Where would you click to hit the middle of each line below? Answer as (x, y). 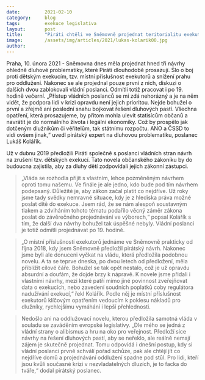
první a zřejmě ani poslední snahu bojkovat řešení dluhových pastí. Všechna (102, 109)
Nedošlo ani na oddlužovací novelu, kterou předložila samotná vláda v (109, 318)
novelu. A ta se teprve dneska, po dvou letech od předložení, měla (104, 261)
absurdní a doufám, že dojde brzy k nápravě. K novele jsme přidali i (106, 274)
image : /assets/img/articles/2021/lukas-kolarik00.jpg (87, 40)
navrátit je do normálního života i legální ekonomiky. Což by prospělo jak (97, 122)
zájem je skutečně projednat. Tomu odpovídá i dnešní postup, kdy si (107, 344)
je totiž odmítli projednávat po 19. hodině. (73, 230)
